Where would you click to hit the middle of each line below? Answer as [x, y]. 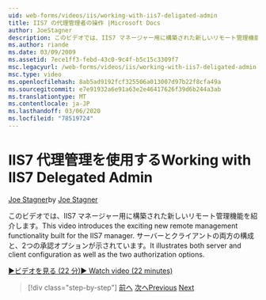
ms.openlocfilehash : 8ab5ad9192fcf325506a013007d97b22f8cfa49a [115, 82]
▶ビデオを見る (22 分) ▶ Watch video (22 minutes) [91, 271]
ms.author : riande [38, 45]
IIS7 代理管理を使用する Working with [130, 160]
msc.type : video [35, 74]
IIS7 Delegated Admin [80, 178]
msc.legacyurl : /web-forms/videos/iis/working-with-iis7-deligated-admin [133, 67]
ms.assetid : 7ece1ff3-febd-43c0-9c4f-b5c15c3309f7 [93, 60]
